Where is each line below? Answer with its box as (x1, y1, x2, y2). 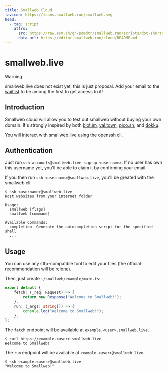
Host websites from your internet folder (5, 194, 93, 199)
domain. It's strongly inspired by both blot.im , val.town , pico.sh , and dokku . (5, 121, 160, 128)
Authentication (5, 146, 53, 155)
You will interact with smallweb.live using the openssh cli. (5, 132, 123, 138)
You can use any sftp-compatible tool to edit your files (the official (5, 261, 141, 267)
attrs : (14, 26, 28, 31)
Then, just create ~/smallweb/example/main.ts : (5, 276, 101, 282)
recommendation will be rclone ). (5, 266, 72, 272)
